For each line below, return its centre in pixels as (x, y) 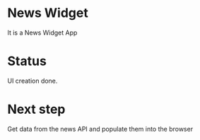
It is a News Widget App (42, 33)
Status (27, 61)
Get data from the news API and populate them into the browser (100, 129)
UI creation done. (33, 81)
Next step (36, 109)
